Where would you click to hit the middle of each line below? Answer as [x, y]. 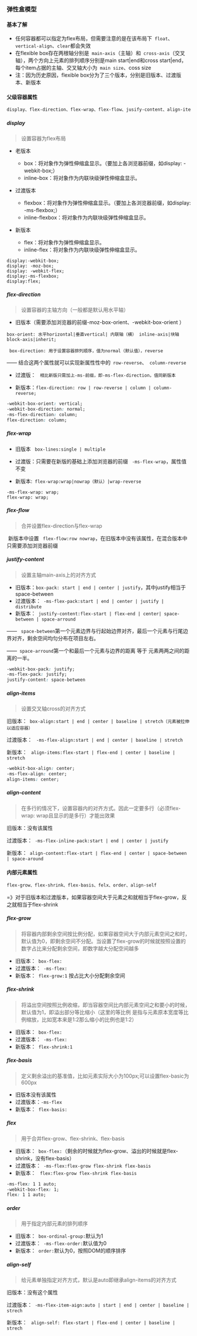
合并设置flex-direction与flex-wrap [62, 526]
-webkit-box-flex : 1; [33, 1190]
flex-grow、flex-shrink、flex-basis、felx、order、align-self [82, 885]
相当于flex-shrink [37, 904]
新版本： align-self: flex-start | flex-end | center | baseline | [91, 1323]
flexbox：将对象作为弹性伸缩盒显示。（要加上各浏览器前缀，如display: [107, 203]
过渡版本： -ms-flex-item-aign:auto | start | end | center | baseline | [98, 1305]
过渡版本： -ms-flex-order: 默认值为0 [61, 1243]
